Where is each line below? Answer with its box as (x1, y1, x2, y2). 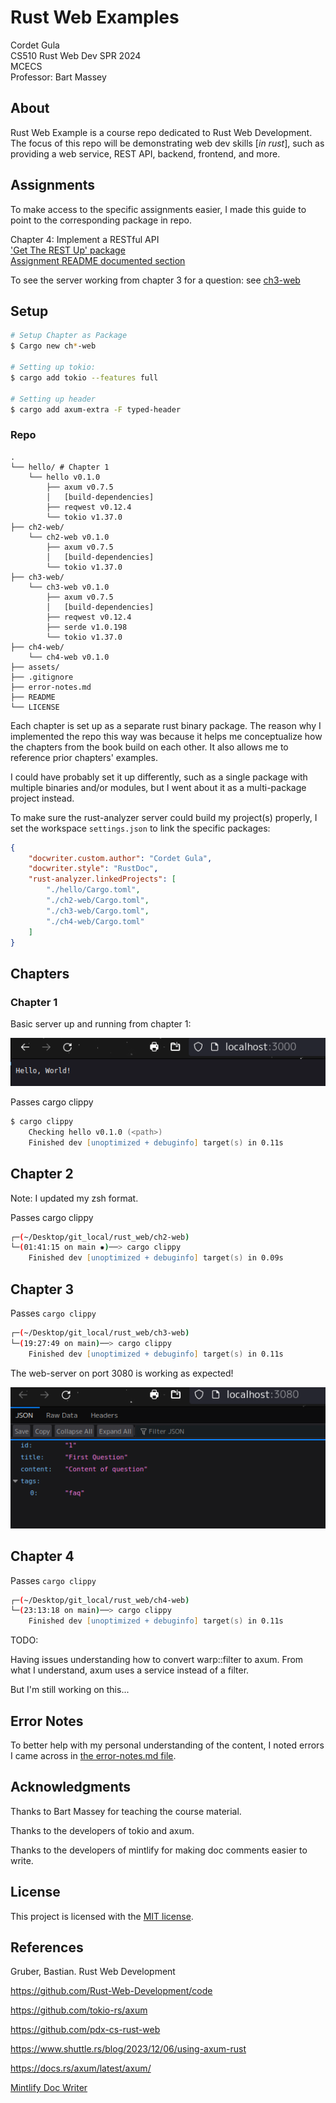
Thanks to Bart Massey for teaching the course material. (10, 1805, 242, 1817)
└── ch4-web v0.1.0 (28, 652, 110, 662)
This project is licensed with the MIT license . (10, 1910, 194, 1922)
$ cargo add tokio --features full (10, 372, 159, 383)
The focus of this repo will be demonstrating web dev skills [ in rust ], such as (10, 137, 325, 149)
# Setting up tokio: (10, 362, 97, 372)
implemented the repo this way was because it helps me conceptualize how (10, 730, 323, 742)
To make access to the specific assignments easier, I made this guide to (10, 203, 307, 215)
